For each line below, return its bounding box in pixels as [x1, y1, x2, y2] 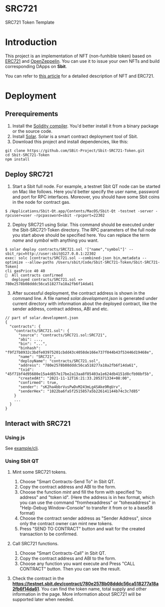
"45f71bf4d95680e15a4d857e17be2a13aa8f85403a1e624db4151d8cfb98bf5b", [5, 371, 154, 377]
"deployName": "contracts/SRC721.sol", [18, 358, 100, 363]
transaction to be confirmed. [19, 531, 78, 537]
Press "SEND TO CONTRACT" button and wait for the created [19, 526, 145, 531]
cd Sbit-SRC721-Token [5, 152, 50, 157]
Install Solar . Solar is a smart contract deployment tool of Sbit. [12, 133, 138, 139]
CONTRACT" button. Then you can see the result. [19, 566, 121, 571]
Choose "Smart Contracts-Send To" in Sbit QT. [19, 478, 115, 484]
